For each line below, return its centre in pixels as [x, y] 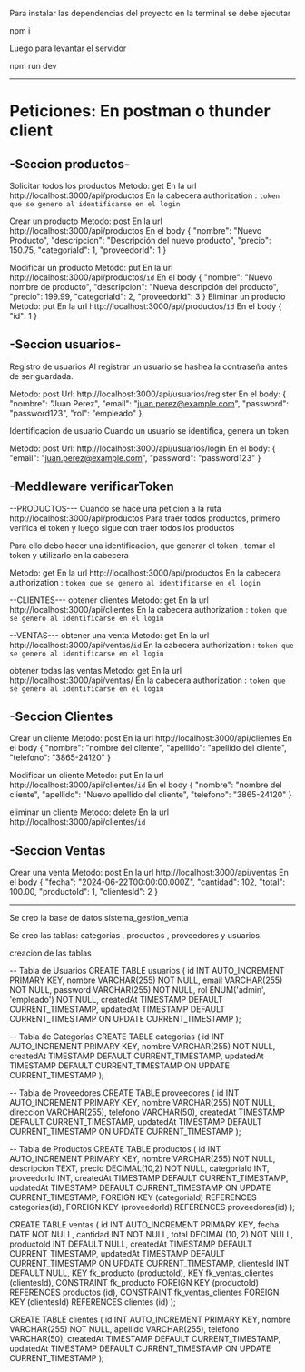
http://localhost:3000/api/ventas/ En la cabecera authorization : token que [148, 680]
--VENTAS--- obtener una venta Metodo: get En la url [109, 635]
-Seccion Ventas [58, 851]
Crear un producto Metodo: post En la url [86, 221]
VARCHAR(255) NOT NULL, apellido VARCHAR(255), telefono [124, 1329]
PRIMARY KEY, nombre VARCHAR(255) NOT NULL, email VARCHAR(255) [146, 980]
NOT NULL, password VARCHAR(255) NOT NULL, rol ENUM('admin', [138, 990]
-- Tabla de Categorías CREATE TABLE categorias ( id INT [117, 1037]
